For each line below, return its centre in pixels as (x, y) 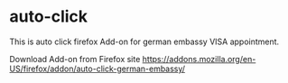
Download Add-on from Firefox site (75, 59)
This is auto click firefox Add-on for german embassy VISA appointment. (144, 41)
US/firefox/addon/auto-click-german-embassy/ (98, 69)
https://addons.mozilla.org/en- (199, 59)
